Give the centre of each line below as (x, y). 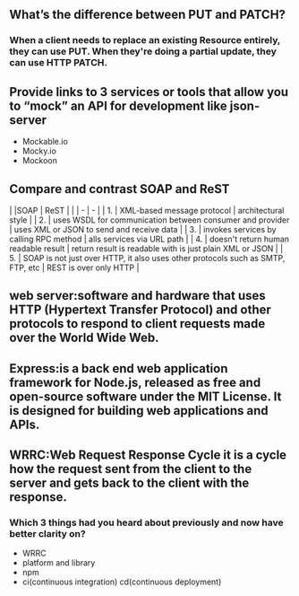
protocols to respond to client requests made (137, 324)
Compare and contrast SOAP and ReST (120, 189)
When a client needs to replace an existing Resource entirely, (145, 40)
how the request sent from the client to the (131, 469)
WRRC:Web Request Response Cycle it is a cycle (148, 456)
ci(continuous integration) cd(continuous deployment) (122, 582)
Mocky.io (39, 151)
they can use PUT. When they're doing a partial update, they (143, 51)
